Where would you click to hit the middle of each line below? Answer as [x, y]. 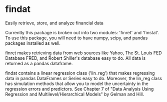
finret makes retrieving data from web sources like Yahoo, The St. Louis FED [83, 53]
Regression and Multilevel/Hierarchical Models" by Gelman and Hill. [74, 94]
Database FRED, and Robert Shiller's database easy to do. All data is [75, 58]
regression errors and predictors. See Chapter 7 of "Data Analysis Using [79, 89]
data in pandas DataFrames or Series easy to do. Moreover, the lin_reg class [84, 78]
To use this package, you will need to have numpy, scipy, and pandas [76, 38]
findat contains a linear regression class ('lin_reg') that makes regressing [80, 73]
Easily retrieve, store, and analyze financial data [54, 23]
